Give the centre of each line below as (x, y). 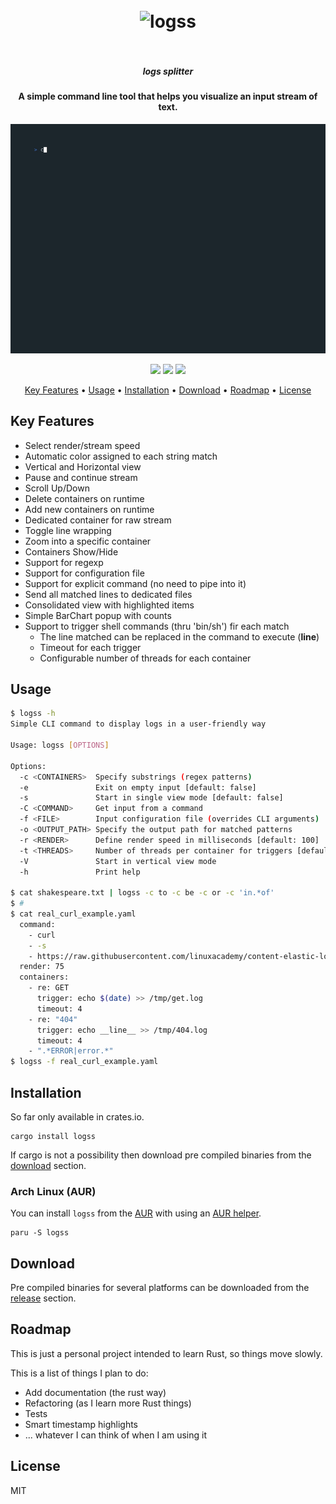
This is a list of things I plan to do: (79, 1373)
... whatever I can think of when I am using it (115, 1435)
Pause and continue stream (81, 477)
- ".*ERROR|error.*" (71, 1051)
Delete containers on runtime (84, 498)
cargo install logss (53, 1136)
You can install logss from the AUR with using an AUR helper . (136, 1213)
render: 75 (42, 967)
